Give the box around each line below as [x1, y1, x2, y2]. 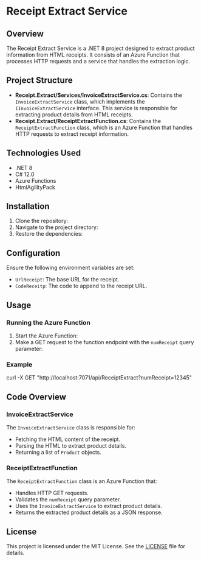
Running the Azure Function [6, 318, 91, 326]
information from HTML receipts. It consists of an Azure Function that [6, 51, 180, 58]
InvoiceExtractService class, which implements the [15, 97, 145, 105]
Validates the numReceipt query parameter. [15, 496, 121, 503]
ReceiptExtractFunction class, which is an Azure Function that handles [15, 124, 193, 131]
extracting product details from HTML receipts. [15, 111, 133, 118]
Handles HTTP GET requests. [15, 489, 89, 497]
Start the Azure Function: [15, 332, 78, 339]
